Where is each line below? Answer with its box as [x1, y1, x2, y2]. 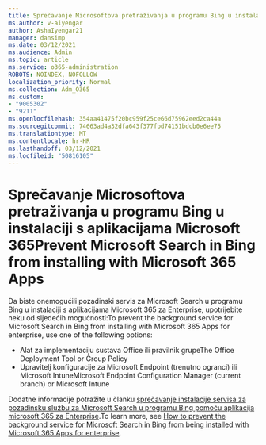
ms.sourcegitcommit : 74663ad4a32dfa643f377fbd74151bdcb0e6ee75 [8, 122, 222, 130]
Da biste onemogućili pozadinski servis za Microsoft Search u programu [8, 297, 243, 306]
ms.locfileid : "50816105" [8, 152, 93, 159]
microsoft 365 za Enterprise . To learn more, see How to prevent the [8, 412, 226, 421]
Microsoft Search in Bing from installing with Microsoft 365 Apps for [8, 322, 230, 332]
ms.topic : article [8, 56, 69, 64]
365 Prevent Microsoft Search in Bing [8, 236, 256, 255]
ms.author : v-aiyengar [8, 19, 83, 27]
